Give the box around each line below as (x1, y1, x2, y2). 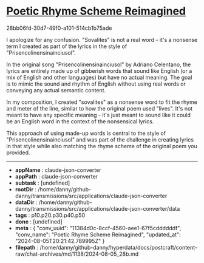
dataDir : (15, 199, 38, 206)
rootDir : (15, 185, 37, 193)
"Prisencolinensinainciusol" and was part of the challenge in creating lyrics (6, 135, 194, 143)
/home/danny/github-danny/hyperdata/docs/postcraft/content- (39, 244, 198, 251)
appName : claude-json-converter (15, 166, 101, 174)
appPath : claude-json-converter (15, 172, 98, 180)
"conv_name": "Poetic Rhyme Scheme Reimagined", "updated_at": (15, 231, 181, 238)
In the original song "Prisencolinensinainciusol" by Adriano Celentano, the (6, 61, 191, 68)
